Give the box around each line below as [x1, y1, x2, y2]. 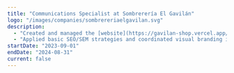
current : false [7, 56, 52, 63]
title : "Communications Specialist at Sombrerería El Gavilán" [7, 10, 195, 17]
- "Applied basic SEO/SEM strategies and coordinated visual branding [13, 36, 223, 43]
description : [7, 23, 45, 30]
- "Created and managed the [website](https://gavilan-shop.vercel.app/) [13, 29, 232, 37]
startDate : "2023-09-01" [7, 42, 79, 49]
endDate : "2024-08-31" [7, 49, 73, 56]
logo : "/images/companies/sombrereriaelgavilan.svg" [7, 17, 164, 24]
